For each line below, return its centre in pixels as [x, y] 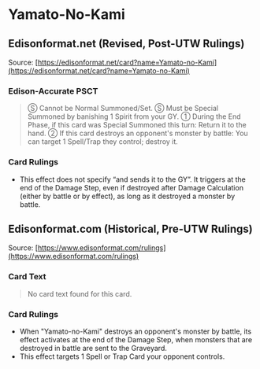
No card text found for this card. [80, 293]
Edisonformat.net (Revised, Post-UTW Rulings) [126, 44]
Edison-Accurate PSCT [53, 90]
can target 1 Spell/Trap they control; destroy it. [103, 142]
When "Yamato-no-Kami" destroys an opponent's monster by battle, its [136, 331]
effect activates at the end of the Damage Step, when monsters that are [136, 339]
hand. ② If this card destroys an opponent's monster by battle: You [137, 133]
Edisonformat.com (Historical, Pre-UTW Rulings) [131, 229]
